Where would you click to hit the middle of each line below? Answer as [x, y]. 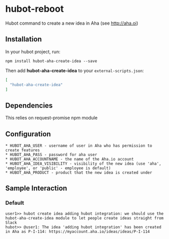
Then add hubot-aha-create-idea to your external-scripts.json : [75, 70]
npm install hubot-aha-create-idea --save [51, 61]
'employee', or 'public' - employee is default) [58, 168]
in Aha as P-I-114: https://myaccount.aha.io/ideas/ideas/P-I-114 [78, 231]
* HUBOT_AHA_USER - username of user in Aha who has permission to [79, 146]
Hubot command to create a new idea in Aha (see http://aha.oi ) [72, 23]
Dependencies [29, 105]
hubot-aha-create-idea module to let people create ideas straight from [84, 218]
